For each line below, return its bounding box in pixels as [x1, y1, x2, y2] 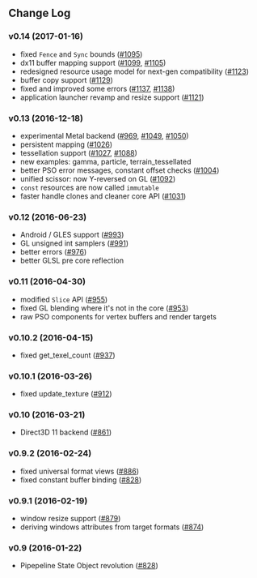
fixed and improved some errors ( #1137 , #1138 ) [19, 83, 175, 93]
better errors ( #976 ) [19, 247, 87, 257]
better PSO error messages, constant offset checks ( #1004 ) [19, 165, 220, 175]
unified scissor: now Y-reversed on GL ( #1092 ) [19, 173, 176, 183]
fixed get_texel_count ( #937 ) [19, 350, 116, 360]
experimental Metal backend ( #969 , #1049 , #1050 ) [19, 131, 189, 140]
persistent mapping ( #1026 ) [19, 139, 113, 149]
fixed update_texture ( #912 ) [19, 389, 112, 399]
